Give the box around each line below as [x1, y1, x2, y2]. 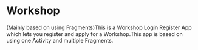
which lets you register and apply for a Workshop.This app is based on [6, 30, 183, 37]
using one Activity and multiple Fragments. [6, 37, 114, 44]
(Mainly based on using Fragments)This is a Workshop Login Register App [6, 24, 193, 31]
